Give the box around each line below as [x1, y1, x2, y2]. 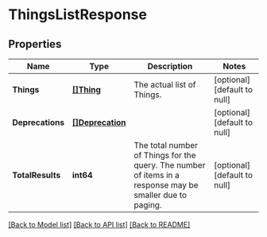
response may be [133, 180, 199, 190]
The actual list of [133, 80, 196, 90]
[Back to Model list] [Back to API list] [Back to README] [8, 220, 191, 229]
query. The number [133, 160, 206, 170]
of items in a [133, 169, 180, 181]
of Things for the [133, 150, 196, 161]
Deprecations [12, 117, 65, 128]
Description [147, 61, 193, 72]
